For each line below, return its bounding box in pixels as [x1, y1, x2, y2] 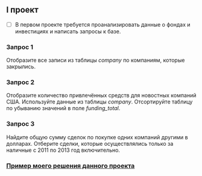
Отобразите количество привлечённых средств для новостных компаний [6, 92, 197, 99]
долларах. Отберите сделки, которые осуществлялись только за [6, 140, 174, 147]
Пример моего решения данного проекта [6, 161, 135, 170]
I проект [6, 5, 39, 15]
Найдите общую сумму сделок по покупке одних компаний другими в [6, 133, 188, 141]
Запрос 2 [6, 78, 35, 86]
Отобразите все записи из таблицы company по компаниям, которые [6, 57, 185, 64]
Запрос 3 [6, 120, 35, 128]
